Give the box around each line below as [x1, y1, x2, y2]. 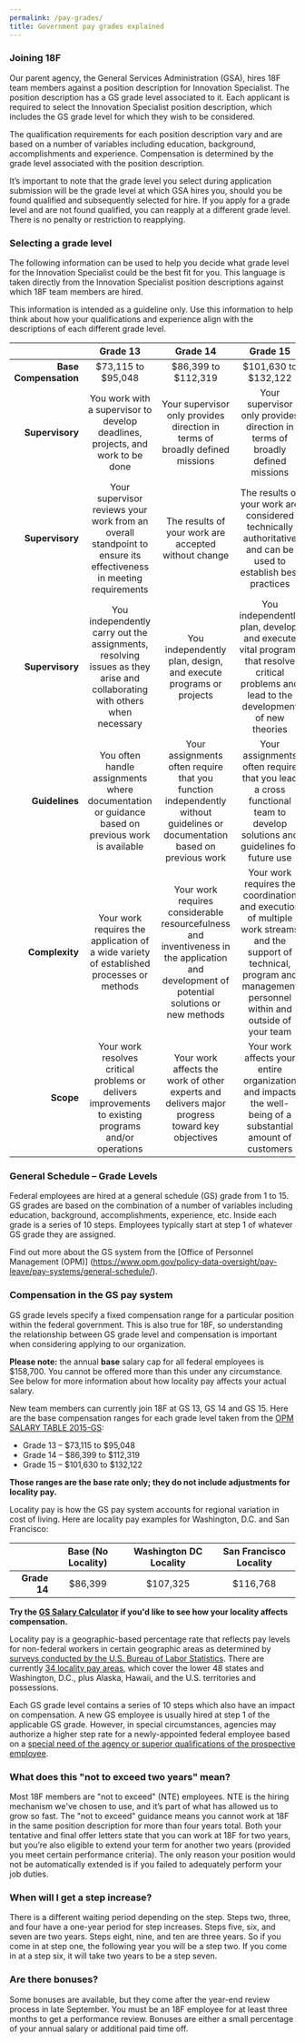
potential [176, 986, 215, 999]
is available [96, 840, 144, 853]
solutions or [171, 997, 221, 1010]
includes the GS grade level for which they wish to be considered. [9, 111, 256, 122]
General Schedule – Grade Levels [9, 1170, 158, 1183]
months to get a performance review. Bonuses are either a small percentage [9, 2013, 294, 2024]
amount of [248, 1132, 292, 1144]
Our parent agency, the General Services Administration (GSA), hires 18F [9, 72, 281, 83]
